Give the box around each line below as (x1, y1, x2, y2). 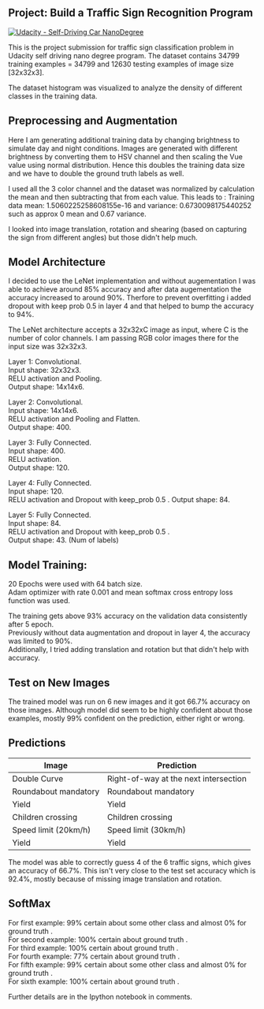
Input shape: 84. (8, 519, 61, 528)
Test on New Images (8, 676, 110, 689)
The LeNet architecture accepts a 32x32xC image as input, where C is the (8, 325, 249, 334)
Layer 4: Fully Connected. (8, 478, 92, 488)
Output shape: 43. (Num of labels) (8, 535, 120, 545)
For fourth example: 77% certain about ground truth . (8, 951, 180, 961)
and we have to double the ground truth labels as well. (8, 169, 184, 178)
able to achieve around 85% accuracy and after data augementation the (8, 285, 242, 294)
